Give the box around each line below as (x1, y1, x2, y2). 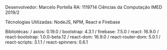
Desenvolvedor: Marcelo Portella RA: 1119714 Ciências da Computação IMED (5, 4, 162, 10)
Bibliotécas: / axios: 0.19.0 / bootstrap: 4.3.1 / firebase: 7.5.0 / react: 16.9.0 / (5, 29, 159, 34)
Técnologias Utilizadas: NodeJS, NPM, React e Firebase (5, 19, 120, 25)
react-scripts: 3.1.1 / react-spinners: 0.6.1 (5, 39, 88, 45)
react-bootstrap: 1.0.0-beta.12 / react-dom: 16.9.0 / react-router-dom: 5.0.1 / (5, 34, 161, 40)
